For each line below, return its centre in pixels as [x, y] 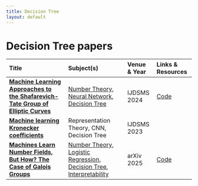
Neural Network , [91, 96]
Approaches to [30, 89]
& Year [137, 72]
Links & [167, 65]
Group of [36, 104]
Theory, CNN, [87, 128]
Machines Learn [32, 145]
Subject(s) [83, 68]
